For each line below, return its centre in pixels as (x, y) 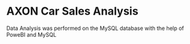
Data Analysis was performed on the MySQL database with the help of (95, 28)
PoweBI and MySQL (32, 34)
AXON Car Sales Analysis (73, 11)
